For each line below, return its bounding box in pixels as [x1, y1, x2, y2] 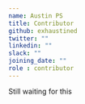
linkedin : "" [8, 42, 53, 50]
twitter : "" [8, 34, 49, 43]
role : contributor [8, 64, 74, 73]
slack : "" [8, 49, 42, 57]
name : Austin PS [8, 11, 63, 20]
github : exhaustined [8, 27, 79, 35]
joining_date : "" [8, 57, 67, 65]
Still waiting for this [8, 86, 73, 96]
